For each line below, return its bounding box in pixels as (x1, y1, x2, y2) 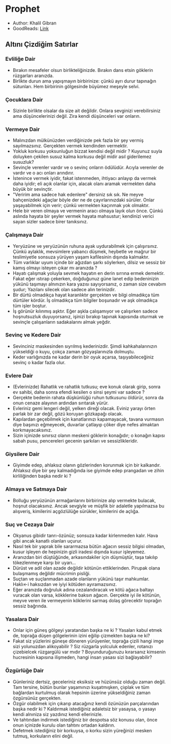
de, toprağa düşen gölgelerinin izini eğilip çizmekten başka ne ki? (12, 633, 151, 639)
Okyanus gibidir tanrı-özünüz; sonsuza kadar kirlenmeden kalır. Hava (12, 532, 158, 538)
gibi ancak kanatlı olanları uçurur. (12, 538, 83, 544)
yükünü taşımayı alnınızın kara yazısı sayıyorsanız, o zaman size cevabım (12, 281, 166, 287)
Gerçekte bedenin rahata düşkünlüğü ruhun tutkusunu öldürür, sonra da (12, 395, 164, 401)
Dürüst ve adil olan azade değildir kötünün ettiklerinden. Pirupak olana (12, 565, 160, 571)
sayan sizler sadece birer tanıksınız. (12, 219, 88, 225)
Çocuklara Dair (5, 96, 43, 103)
